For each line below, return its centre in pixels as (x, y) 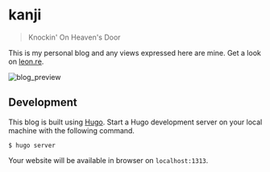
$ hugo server (32, 145)
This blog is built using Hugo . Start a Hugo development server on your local (135, 122)
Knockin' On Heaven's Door (74, 37)
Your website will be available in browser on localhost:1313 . (108, 160)
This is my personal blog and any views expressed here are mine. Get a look (135, 52)
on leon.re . (26, 61)
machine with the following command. (72, 130)
